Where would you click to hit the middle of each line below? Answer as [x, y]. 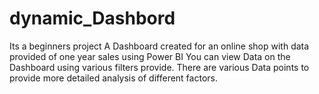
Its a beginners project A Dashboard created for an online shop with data [159, 46]
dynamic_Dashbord [92, 18]
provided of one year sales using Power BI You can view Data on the [150, 56]
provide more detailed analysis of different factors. [113, 78]
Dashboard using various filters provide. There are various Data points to [159, 67]
